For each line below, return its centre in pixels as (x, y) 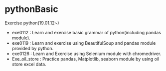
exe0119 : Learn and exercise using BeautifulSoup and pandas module (84, 43)
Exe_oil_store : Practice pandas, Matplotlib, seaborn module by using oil (85, 59)
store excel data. (29, 64)
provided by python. (33, 48)
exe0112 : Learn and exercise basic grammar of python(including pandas (86, 32)
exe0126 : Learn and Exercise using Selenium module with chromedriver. (86, 54)
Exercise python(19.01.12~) (32, 23)
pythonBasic (31, 9)
